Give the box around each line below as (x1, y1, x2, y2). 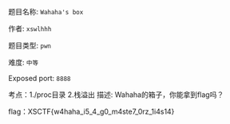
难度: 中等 (8, 58, 38, 67)
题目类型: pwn (8, 41, 52, 50)
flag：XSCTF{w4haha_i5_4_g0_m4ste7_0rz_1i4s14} (8, 107, 175, 116)
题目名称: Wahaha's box (8, 7, 84, 16)
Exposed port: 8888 (8, 74, 71, 83)
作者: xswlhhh (8, 24, 52, 33)
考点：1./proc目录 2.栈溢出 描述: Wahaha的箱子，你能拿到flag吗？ (8, 90, 224, 99)
